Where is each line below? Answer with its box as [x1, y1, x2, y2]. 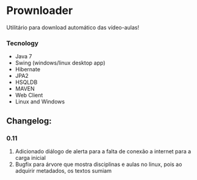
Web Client [15, 92, 43, 99]
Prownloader [6, 4, 73, 18]
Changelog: [6, 116, 52, 126]
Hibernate [15, 66, 41, 73]
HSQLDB [15, 78, 38, 86]
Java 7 [15, 53, 32, 60]
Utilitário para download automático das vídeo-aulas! [6, 24, 139, 31]
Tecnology [6, 39, 38, 47]
